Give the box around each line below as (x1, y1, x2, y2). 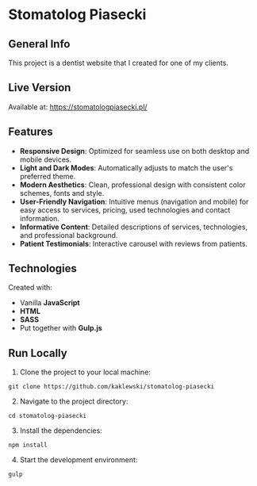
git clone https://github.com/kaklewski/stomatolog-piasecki (8, 383, 215, 391)
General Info (8, 37, 71, 51)
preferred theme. (19, 171, 76, 181)
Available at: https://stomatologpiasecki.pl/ (8, 101, 148, 112)
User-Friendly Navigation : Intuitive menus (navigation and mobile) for (19, 197, 249, 206)
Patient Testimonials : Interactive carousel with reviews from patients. (19, 239, 248, 248)
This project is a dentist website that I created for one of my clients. (8, 58, 228, 67)
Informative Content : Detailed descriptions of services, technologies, (19, 222, 248, 232)
